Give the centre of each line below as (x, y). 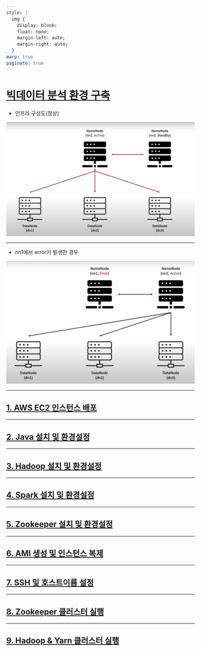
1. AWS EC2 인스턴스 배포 (52, 408)
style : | (17, 13)
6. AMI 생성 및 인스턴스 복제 (55, 553)
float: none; (33, 32)
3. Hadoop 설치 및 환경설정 (54, 466)
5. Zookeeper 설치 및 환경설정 (60, 524)
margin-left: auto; (41, 38)
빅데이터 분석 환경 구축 (58, 95)
